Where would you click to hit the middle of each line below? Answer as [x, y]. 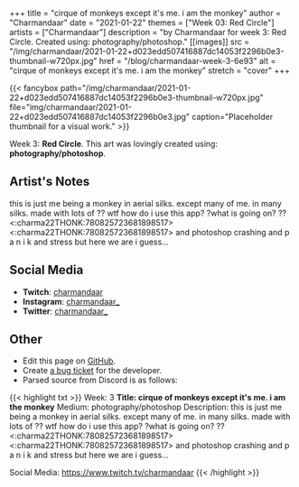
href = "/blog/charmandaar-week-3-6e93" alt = [187, 61]
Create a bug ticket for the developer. [92, 371]
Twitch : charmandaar [63, 291]
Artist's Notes [50, 182]
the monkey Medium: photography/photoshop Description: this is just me [146, 407]
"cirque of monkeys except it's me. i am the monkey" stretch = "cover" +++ [150, 70]
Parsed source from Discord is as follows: [100, 380]
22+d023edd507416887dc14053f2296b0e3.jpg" [100, 117]
